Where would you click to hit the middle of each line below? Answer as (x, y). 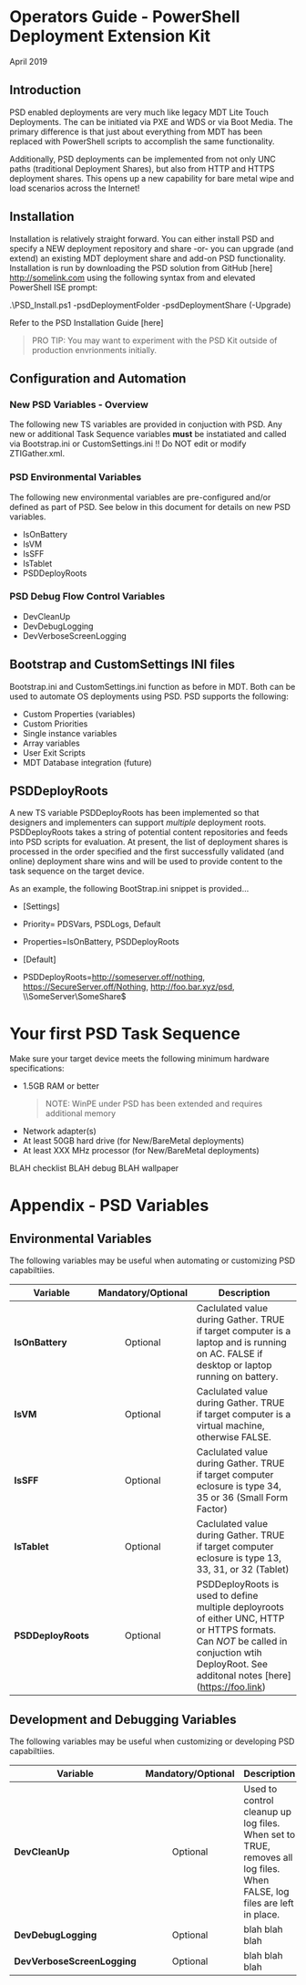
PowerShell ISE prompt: (54, 287)
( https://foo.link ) (231, 1687)
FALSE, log (266, 1892)
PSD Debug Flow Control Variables (87, 597)
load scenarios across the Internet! (75, 188)
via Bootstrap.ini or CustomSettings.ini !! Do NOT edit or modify (128, 444)
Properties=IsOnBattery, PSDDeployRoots (101, 942)
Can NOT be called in (242, 1642)
